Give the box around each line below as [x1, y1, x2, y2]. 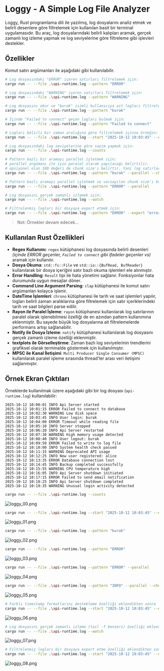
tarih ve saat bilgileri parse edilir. [12, 304, 78, 309]
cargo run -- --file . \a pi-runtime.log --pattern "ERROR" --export [5, 211, 145, 216]
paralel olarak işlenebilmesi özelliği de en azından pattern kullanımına [12, 314, 151, 320]
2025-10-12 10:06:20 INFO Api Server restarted [5, 428, 104, 433]
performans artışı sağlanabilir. [12, 324, 72, 330]
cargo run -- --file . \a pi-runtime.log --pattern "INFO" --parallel [5, 583, 147, 588]
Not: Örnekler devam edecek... [17, 220, 79, 225]
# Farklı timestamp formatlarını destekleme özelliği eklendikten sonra [5, 601, 156, 606]
